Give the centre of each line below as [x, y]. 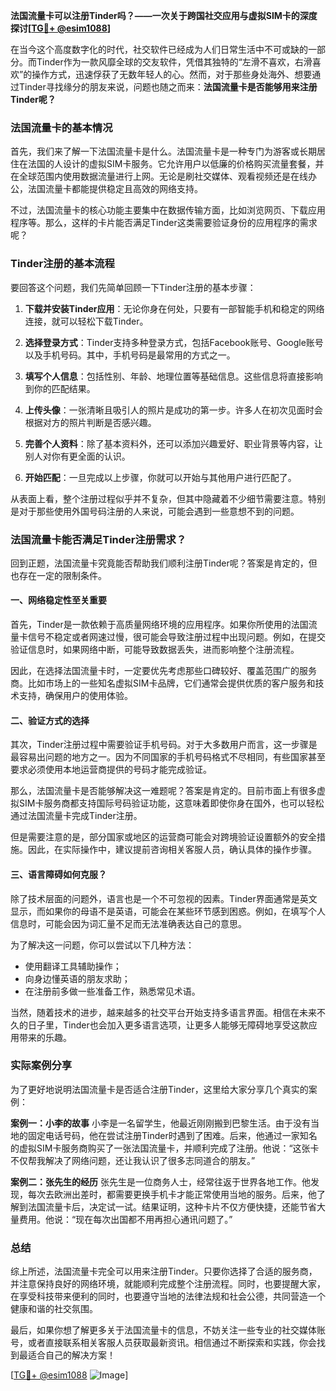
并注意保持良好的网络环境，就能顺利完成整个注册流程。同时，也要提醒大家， [168, 1284]
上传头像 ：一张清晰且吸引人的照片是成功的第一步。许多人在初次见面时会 [173, 410]
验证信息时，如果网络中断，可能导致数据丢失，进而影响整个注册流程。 [155, 650]
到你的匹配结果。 [60, 388]
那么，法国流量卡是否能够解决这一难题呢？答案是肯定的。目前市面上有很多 [163, 791]
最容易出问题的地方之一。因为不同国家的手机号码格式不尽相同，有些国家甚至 [168, 757]
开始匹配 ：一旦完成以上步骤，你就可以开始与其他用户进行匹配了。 [160, 477]
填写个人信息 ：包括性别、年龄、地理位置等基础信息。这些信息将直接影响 [173, 376]
